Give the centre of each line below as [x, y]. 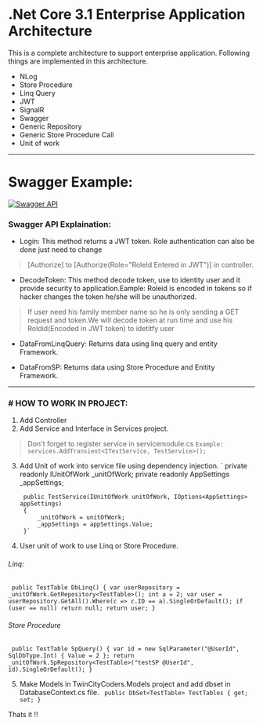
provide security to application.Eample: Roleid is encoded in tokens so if [135, 289]
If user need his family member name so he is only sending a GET [133, 312]
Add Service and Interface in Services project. [94, 428]
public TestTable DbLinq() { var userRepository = [95, 587]
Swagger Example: [70, 182]
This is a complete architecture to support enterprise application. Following [129, 53]
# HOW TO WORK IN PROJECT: [68, 403]
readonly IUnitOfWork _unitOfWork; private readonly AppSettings [124, 474]
